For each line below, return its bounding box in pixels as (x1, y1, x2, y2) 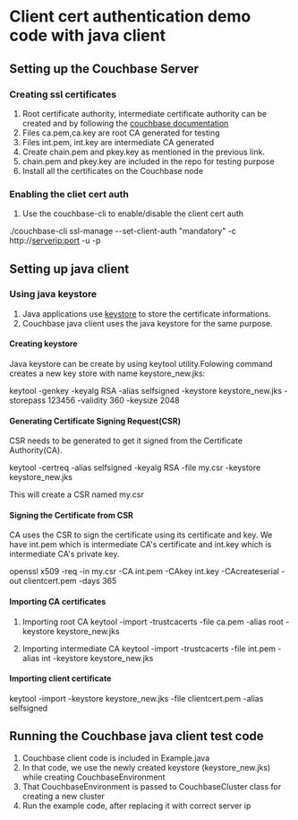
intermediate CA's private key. (9, 549, 120, 560)
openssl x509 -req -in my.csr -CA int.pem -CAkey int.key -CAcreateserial (9, 566, 280, 577)
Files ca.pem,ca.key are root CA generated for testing (21, 127, 221, 138)
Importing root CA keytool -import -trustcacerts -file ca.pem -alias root (21, 616, 284, 627)
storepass (9, 395, 47, 406)
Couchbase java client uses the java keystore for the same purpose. (21, 318, 273, 328)
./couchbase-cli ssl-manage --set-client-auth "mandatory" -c (9, 226, 237, 237)
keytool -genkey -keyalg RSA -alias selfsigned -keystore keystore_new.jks (9, 386, 283, 397)
